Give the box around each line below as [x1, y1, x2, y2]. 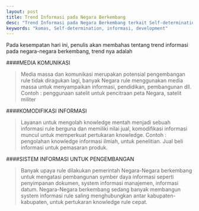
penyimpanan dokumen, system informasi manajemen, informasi [20, 180, 179, 187]
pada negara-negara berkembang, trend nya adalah [6, 48, 133, 55]
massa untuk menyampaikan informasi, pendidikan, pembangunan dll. [20, 84, 192, 91]
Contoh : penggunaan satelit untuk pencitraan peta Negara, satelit [20, 89, 182, 97]
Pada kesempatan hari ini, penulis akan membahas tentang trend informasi [6, 41, 188, 49]
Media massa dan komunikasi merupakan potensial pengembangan [20, 71, 185, 78]
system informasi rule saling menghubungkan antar [20, 192, 146, 199]
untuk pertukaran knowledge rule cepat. [49, 199, 148, 206]
